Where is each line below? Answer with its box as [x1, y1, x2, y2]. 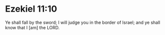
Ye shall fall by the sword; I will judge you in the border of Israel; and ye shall [5, 19, 161, 25]
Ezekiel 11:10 [5, 3, 58, 15]
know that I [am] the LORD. [5, 24, 60, 30]
